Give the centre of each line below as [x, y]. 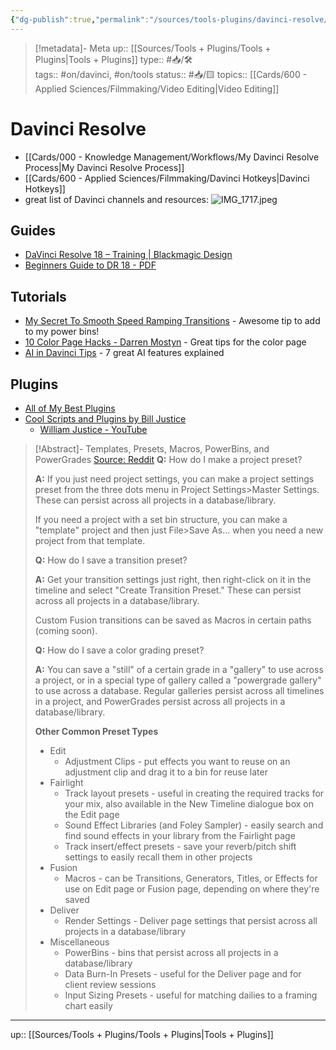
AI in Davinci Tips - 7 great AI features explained [124, 353]
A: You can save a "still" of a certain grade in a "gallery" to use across [179, 669]
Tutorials [38, 296]
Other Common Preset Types [96, 731]
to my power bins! [62, 332]
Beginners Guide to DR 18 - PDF [90, 265]
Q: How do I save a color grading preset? [119, 650]
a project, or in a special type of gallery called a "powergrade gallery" [178, 680]
